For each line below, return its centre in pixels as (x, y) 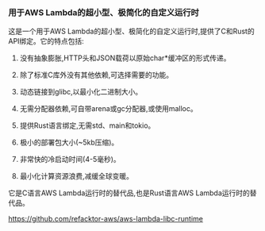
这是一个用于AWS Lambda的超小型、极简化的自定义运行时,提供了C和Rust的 (132, 31)
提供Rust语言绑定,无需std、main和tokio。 (87, 125)
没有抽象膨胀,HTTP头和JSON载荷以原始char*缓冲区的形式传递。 (125, 58)
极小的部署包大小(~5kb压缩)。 (69, 142)
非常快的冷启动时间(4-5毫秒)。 (70, 160)
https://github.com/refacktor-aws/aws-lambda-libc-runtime (106, 219)
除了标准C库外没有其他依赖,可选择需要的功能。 (96, 75)
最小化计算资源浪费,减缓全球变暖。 (76, 176)
